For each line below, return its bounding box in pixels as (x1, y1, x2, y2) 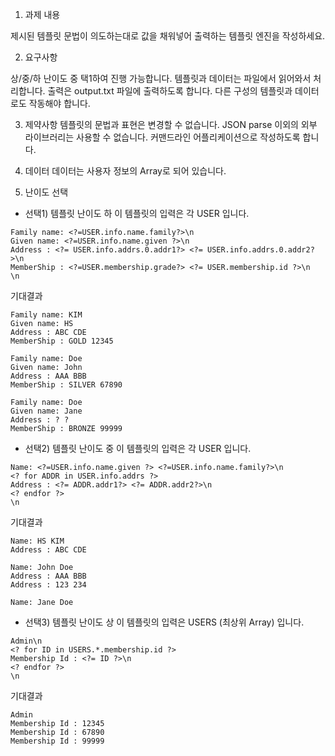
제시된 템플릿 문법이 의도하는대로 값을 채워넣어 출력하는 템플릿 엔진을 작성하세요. (10, 30, 326, 42)
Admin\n (10, 636, 43, 646)
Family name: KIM (10, 310, 83, 320)
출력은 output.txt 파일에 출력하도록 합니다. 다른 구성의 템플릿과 (47, 85, 293, 97)
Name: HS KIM (10, 536, 65, 546)
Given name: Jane (10, 406, 83, 416)
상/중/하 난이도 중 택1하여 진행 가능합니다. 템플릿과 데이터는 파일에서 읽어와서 (10, 73, 312, 84)
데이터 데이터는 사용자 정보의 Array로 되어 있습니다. (24, 165, 227, 177)
